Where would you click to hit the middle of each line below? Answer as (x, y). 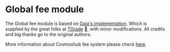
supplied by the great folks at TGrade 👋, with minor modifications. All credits (85, 29)
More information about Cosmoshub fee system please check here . (76, 44)
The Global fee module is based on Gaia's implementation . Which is (76, 23)
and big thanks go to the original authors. (48, 34)
